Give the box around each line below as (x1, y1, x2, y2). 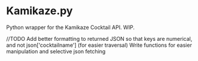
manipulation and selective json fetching (6, 47, 106, 54)
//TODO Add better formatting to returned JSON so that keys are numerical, (6, 35, 193, 42)
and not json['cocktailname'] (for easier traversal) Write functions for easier (6, 41, 193, 49)
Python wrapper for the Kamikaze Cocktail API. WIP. (6, 24, 135, 31)
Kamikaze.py (6, 4, 73, 18)
